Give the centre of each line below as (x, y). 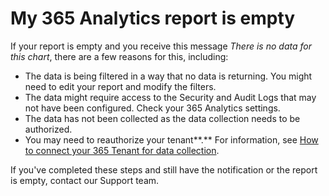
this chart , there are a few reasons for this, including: (119, 56)
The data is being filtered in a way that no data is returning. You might (168, 76)
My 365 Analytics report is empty (153, 18)
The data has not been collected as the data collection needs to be (162, 118)
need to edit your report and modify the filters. (120, 86)
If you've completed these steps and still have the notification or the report (164, 169)
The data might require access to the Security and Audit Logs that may (170, 97)
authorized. (48, 129)
